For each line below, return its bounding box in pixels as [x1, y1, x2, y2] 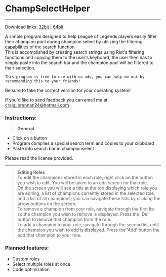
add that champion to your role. [17, 232, 82, 238]
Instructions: [5, 114, 37, 121]
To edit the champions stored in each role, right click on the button [17, 174, 153, 180]
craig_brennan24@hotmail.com [5, 102, 69, 108]
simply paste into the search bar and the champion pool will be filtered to [5, 60, 154, 66]
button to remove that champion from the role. [17, 216, 112, 222]
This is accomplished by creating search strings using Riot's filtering [5, 49, 144, 55]
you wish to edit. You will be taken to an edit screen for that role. [17, 180, 148, 186]
